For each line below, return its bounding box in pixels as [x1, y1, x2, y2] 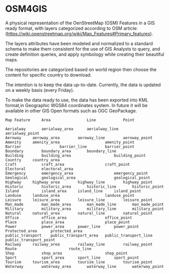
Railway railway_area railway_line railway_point [5, 242, 153, 247]
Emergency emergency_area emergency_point [5, 170, 148, 176]
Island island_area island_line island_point [5, 188, 142, 193]
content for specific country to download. [5, 72, 92, 78]
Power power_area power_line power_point [5, 224, 139, 229]
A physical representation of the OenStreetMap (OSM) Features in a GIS [5, 20, 155, 26]
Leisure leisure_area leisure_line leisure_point [5, 197, 153, 202]
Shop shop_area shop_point [5, 251, 128, 256]
